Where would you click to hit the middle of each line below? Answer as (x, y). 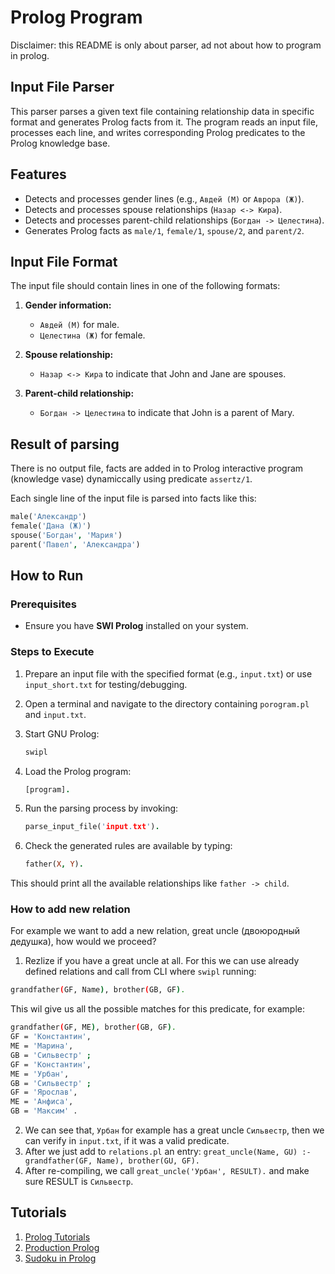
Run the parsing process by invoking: (101, 808)
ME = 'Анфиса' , (42, 1102)
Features (38, 174)
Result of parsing (65, 444)
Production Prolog (62, 1247)
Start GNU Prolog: (62, 733)
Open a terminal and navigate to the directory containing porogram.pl (167, 703)
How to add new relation (70, 909)
